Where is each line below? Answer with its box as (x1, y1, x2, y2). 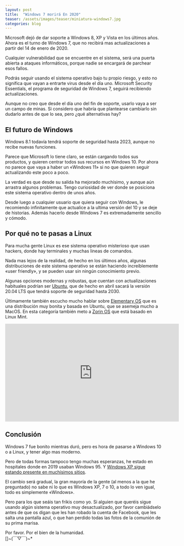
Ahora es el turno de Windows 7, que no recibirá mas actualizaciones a (5, 40, 150, 46)
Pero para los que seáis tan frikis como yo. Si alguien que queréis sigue (5, 499, 151, 505)
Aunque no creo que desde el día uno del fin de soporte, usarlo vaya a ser (5, 100, 157, 107)
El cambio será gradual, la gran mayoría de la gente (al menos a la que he (5, 478, 155, 484)
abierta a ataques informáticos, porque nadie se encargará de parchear (5, 60, 151, 66)
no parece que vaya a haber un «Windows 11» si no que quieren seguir (5, 164, 150, 170)
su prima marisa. (5, 520, 40, 526)
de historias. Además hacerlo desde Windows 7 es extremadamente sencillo (5, 210, 161, 216)
